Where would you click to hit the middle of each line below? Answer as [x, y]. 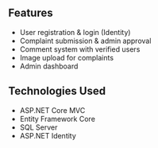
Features [31, 13]
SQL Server [39, 127]
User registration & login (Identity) [75, 32]
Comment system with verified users [80, 49]
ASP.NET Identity [48, 135]
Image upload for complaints [66, 57]
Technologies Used [57, 91]
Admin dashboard [49, 66]
